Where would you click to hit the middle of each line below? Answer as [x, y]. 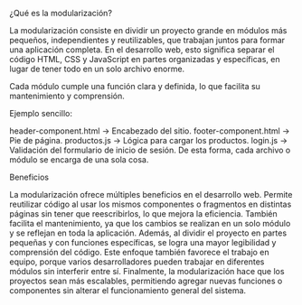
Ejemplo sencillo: [41, 113]
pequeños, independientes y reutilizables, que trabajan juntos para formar [147, 40]
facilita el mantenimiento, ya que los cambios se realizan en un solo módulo [150, 223]
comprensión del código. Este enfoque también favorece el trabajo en [139, 252]
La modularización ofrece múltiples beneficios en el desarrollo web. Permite [151, 194]
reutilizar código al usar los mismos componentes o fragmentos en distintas [151, 204]
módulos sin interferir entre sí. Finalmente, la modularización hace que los [147, 271]
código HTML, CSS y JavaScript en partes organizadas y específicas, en [145, 59]
